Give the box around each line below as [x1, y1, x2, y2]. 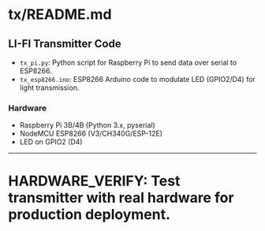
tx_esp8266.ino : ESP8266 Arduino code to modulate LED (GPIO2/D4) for [19, 75, 256, 84]
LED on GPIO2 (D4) [19, 137, 83, 147]
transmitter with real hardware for [8, 189, 234, 207]
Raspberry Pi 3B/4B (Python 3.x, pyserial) [19, 121, 155, 130]
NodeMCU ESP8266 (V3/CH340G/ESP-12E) [19, 129, 163, 139]
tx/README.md [8, 6, 112, 24]
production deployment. [8, 206, 171, 224]
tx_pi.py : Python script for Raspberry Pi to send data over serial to [19, 58, 237, 67]
